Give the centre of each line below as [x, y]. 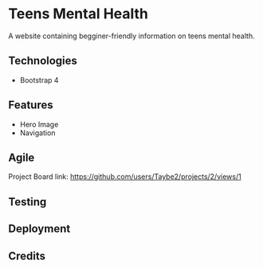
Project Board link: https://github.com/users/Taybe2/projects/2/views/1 [125, 177]
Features [31, 105]
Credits [27, 256]
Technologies [43, 61]
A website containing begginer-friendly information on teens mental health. [131, 36]
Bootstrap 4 [39, 80]
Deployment [39, 229]
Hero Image [39, 124]
